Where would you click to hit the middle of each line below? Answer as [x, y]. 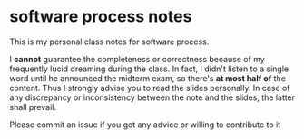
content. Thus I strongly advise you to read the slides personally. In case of [150, 88]
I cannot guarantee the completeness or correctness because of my [137, 59]
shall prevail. [33, 107]
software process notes [101, 17]
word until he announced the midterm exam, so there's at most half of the [147, 78]
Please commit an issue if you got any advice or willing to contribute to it [145, 125]
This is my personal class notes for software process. [109, 42]
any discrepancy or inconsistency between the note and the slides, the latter [152, 97]
